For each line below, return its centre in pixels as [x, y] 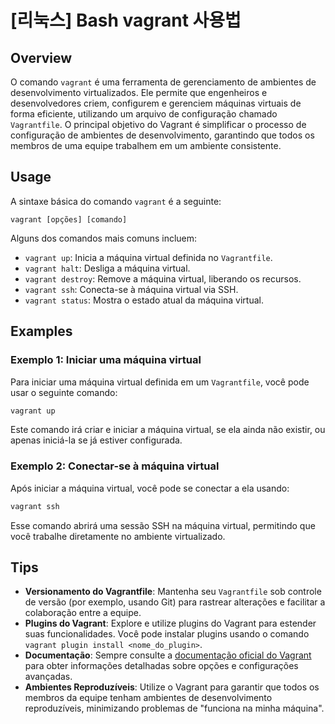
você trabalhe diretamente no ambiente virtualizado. [118, 536]
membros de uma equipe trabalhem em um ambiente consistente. [146, 145]
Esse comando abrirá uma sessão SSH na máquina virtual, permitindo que [163, 525]
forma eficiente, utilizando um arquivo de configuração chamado [144, 114]
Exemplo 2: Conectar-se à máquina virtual [115, 466]
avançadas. [48, 677]
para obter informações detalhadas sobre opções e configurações [161, 666]
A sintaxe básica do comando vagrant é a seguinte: [116, 201]
